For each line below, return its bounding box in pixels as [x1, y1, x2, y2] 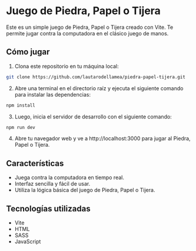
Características [6, 158, 64, 169]
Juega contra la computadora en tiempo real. [14, 174, 125, 181]
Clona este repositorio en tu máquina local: [14, 62, 119, 70]
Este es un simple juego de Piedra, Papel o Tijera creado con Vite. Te [6, 24, 174, 31]
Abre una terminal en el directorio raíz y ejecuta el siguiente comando [14, 84, 184, 92]
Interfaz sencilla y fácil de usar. [14, 180, 91, 187]
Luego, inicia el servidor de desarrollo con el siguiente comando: [14, 113, 172, 120]
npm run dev [6, 124, 35, 130]
